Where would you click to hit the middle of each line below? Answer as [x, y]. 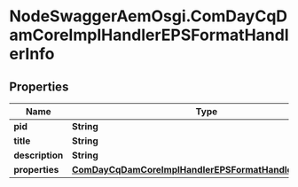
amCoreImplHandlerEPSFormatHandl [149, 35]
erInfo [32, 54]
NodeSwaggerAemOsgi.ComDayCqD [149, 16]
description [39, 155]
